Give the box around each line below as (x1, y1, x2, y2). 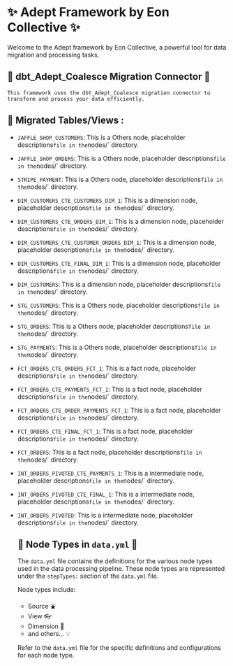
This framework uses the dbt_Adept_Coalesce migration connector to (7, 89, 211, 97)
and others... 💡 (27, 630, 71, 638)
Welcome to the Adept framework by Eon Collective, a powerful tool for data (7, 43, 227, 51)
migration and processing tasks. (7, 50, 100, 59)
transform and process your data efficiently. (7, 95, 145, 102)
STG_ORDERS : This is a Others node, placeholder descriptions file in (17, 322, 211, 330)
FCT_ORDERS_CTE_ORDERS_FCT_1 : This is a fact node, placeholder (17, 364, 197, 372)
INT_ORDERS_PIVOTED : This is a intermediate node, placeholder (17, 511, 193, 519)
